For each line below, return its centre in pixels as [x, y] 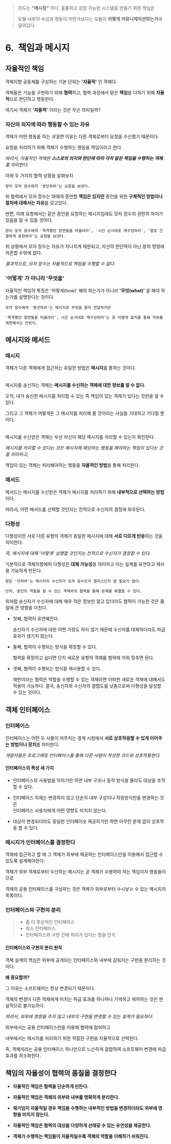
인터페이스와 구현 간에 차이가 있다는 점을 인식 [70, 935]
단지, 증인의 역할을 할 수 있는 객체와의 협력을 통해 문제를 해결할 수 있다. [74, 591]
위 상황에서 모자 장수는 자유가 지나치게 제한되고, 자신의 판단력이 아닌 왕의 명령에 [85, 247]
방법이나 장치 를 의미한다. [35, 744]
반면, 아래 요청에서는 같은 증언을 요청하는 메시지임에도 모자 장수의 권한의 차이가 [84, 214]
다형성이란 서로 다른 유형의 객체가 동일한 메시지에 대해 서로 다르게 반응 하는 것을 [84, 536]
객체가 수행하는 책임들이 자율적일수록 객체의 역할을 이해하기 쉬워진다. [81, 1136]
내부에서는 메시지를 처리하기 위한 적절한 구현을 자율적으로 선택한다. [72, 1038]
